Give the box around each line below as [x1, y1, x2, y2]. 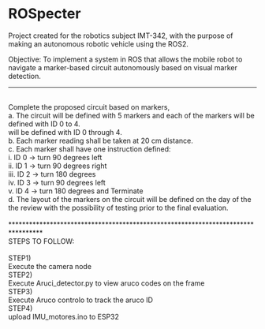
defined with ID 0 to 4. [8, 119, 80, 129]
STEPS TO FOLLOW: [8, 236, 75, 245]
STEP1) [8, 253, 32, 263]
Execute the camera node [8, 261, 92, 271]
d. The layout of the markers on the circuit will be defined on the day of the [8, 194, 252, 204]
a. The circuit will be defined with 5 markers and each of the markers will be [8, 110, 255, 120]
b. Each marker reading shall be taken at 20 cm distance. [8, 136, 193, 145]
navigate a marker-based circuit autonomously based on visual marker [8, 62, 238, 72]
